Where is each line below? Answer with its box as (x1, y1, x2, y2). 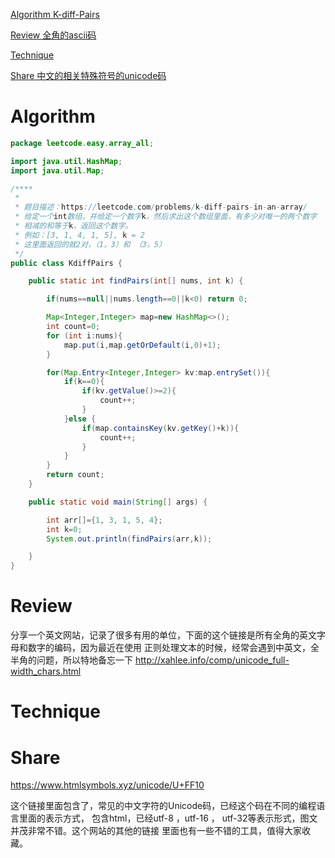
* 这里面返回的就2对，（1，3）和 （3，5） (14, 239, 167, 249)
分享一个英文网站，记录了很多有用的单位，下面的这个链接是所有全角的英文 (10, 629, 317, 641)
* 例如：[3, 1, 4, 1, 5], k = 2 (14, 230, 145, 240)
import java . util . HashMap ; (10, 156, 123, 166)
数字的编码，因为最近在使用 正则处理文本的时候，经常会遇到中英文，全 (27, 642, 320, 654)
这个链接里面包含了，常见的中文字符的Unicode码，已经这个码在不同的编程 (10, 800, 317, 812)
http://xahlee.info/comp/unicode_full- (134, 654, 290, 666)
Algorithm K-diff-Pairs (10, 9, 100, 20)
